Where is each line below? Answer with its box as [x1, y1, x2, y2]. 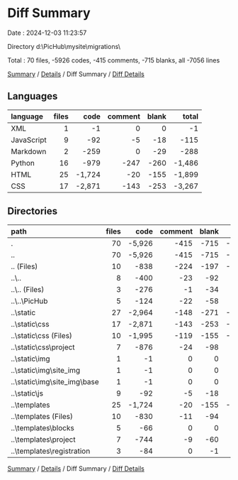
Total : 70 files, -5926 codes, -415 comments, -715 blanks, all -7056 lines [7, 55, 220, 65]
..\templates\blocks [11, 422, 74, 432]
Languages [7, 90, 58, 102]
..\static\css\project [11, 342, 76, 352]
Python [11, 158, 35, 168]
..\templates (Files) [11, 411, 73, 421]
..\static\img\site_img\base [11, 376, 99, 386]
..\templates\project [11, 435, 76, 444]
